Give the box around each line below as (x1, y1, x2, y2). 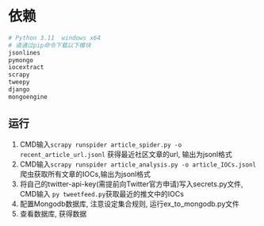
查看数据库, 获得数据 (19, 209, 87, 218)
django (8, 86, 30, 94)
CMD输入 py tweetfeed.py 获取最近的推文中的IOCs (19, 189, 185, 198)
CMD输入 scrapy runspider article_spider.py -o (19, 140, 182, 149)
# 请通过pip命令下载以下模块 (8, 41, 91, 49)
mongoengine (8, 93, 48, 101)
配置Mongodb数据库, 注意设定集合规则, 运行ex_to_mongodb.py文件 (19, 199, 239, 209)
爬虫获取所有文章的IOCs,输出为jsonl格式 (19, 169, 151, 178)
